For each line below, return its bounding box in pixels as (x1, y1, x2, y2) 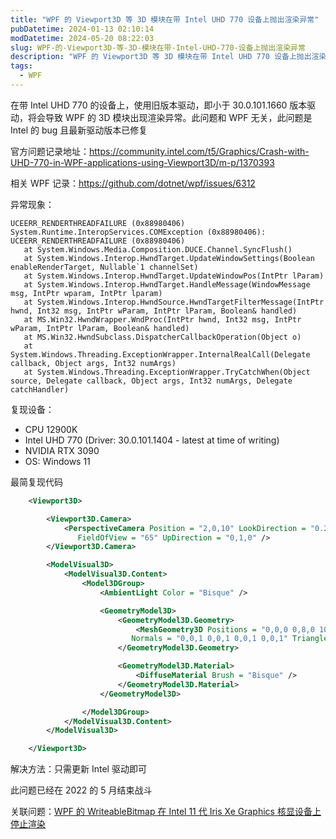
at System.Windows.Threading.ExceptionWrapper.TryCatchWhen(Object (23, 367, 311, 377)
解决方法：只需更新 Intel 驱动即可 (10, 763, 147, 775)
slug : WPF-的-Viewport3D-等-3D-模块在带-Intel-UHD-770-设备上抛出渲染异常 (10, 42, 306, 53)
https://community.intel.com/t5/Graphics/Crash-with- (89, 145, 310, 157)
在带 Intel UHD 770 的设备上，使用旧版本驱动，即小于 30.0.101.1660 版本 (10, 99, 308, 111)
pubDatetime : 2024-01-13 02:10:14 (10, 24, 155, 34)
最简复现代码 (10, 476, 63, 488)
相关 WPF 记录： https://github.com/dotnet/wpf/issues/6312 (10, 177, 256, 189)
